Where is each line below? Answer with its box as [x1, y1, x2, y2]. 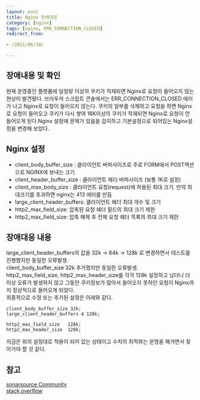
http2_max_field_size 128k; [6, 322, 82, 328]
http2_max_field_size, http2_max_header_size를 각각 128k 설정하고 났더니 [6, 272, 184, 279]
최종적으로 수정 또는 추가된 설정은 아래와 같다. [6, 294, 113, 301]
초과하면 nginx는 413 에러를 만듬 [35, 190, 112, 198]
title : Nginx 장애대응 [6, 14, 58, 20]
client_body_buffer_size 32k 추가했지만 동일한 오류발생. [6, 264, 139, 272]
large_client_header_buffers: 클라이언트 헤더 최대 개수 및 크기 [14, 198, 161, 205]
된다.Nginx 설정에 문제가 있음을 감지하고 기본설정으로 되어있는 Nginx [26, 117, 188, 124]
